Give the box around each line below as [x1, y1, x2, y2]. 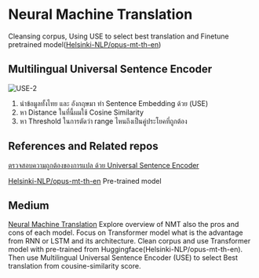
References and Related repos [8, 140, 159, 153]
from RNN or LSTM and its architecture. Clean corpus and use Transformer [8, 236, 251, 246]
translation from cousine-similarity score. [8, 262, 141, 271]
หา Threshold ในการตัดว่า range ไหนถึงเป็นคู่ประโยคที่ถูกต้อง [19, 116, 188, 126]
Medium [8, 199, 49, 212]
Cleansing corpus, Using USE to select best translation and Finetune [8, 31, 229, 41]
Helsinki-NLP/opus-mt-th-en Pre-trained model [8, 176, 162, 185]
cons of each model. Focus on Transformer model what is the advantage [8, 228, 243, 237]
